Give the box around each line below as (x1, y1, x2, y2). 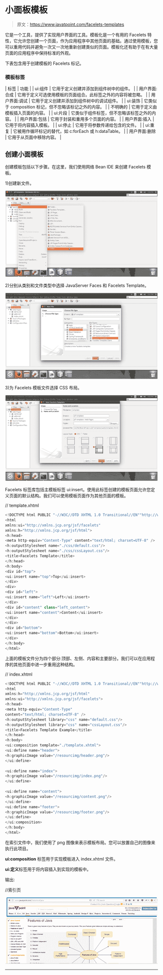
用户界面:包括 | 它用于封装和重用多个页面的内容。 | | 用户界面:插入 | (20, 116, 154, 122)
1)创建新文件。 (5, 181, 34, 186)
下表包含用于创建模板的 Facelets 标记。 (5, 60, 84, 66)
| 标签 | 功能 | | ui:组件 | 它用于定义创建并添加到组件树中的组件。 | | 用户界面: (5, 86, 158, 92)
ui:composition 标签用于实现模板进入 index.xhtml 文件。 (5, 856, 118, 862)
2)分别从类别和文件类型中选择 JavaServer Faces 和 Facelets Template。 (5, 282, 149, 288)
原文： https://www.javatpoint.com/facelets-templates (16, 21, 125, 27)
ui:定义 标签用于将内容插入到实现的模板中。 (5, 866, 91, 872)
